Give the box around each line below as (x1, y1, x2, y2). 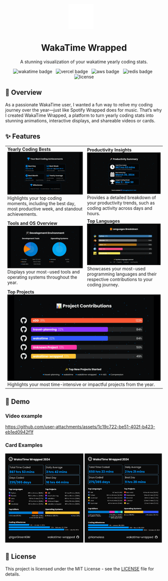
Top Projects (7, 288, 34, 295)
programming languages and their (86, 271, 157, 277)
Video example (5, 412, 42, 419)
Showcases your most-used (86, 266, 146, 272)
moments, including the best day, (7, 200, 76, 206)
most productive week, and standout (7, 206, 82, 212)
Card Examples (5, 442, 43, 449)
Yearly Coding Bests (7, 147, 51, 153)
